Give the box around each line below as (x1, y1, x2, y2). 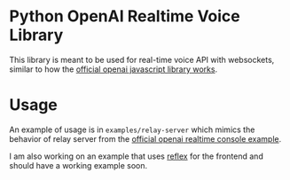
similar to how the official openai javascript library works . (9, 64, 218, 74)
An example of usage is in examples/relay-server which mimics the (9, 124, 255, 135)
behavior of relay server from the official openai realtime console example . (9, 133, 282, 144)
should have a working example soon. (9, 160, 148, 170)
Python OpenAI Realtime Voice (9, 6, 241, 27)
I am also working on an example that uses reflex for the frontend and (9, 151, 263, 161)
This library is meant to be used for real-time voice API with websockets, (9, 54, 275, 65)
